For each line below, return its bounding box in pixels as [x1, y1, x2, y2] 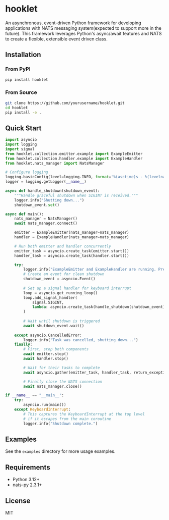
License [5, 496, 31, 505]
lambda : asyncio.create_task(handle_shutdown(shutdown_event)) [32, 304, 167, 309]
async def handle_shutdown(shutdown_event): [5, 188, 100, 193]
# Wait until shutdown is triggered [23, 319, 100, 324]
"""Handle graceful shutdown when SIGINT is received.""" [14, 193, 138, 198]
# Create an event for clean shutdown [23, 272, 105, 277]
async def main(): [5, 212, 44, 217]
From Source [5, 89, 37, 96]
